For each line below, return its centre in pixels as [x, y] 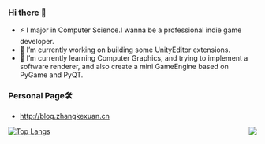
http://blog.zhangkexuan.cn [65, 116]
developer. [37, 42]
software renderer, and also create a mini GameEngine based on [124, 67]
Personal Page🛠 [41, 96]
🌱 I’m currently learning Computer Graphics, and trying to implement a [134, 58]
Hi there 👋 [28, 13]
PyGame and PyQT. [51, 75]
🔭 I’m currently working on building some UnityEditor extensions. [125, 50]
